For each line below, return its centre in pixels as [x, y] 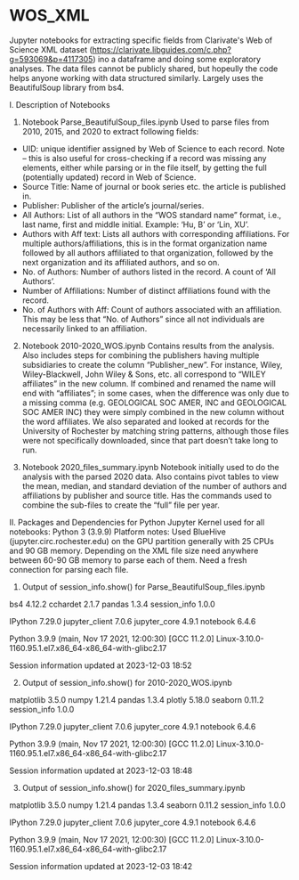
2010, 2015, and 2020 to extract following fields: [110, 131]
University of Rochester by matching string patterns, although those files [155, 431]
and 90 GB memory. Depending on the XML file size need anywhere [134, 550]
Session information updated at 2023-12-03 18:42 [101, 866]
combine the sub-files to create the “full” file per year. [121, 505]
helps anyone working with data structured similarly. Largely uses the [137, 77]
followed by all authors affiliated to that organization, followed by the [148, 253]
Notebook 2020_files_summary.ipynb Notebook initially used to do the [150, 467]
